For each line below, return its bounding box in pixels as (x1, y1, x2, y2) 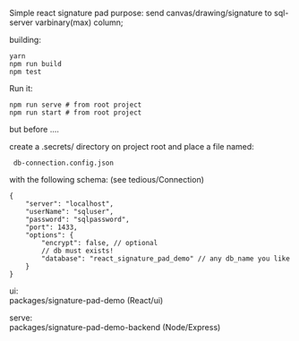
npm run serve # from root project (9, 100, 142, 109)
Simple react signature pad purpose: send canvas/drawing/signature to (9, 8, 273, 18)
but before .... (9, 124, 60, 134)
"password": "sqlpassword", (25, 215, 130, 224)
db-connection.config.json (13, 158, 115, 167)
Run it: (9, 83, 33, 93)
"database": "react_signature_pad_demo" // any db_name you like (41, 254, 291, 263)
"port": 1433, (25, 223, 78, 232)
